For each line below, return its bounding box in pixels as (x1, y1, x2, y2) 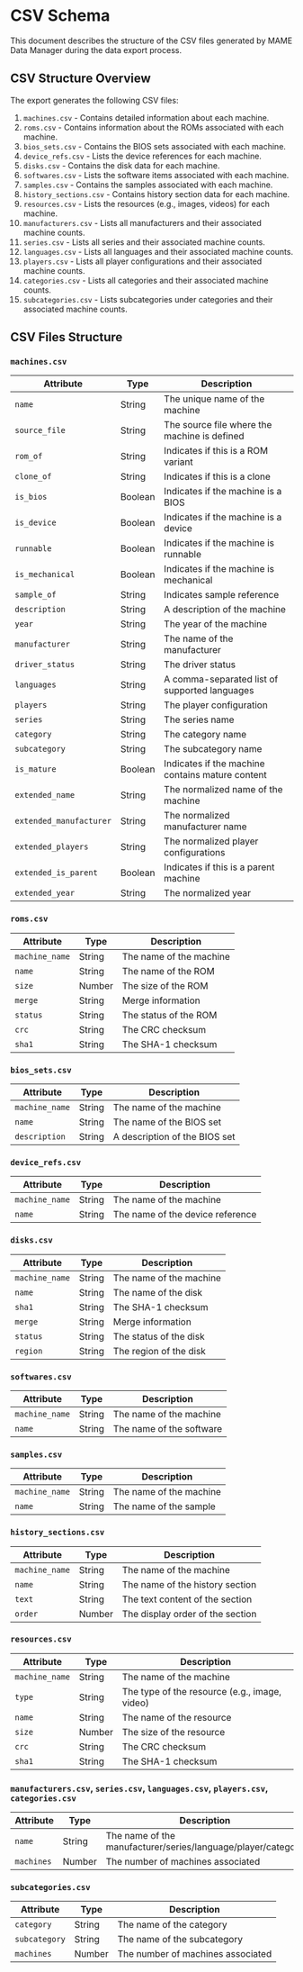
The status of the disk (112, 1330, 205, 1343)
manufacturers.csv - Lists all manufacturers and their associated (22, 217, 262, 228)
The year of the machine (164, 618, 268, 630)
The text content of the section (121, 1593, 253, 1606)
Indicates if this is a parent (164, 861, 275, 873)
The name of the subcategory (117, 1933, 244, 1946)
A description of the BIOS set (112, 1131, 236, 1144)
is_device (14, 518, 57, 528)
